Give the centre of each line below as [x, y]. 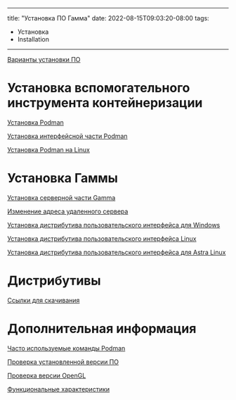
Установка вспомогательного [99, 88]
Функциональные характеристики [59, 389]
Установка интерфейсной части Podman [67, 136]
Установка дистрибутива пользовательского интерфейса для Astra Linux [117, 252]
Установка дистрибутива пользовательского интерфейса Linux [102, 238]
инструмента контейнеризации [105, 103]
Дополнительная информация [102, 329]
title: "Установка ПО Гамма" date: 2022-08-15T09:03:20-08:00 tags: [108, 18]
